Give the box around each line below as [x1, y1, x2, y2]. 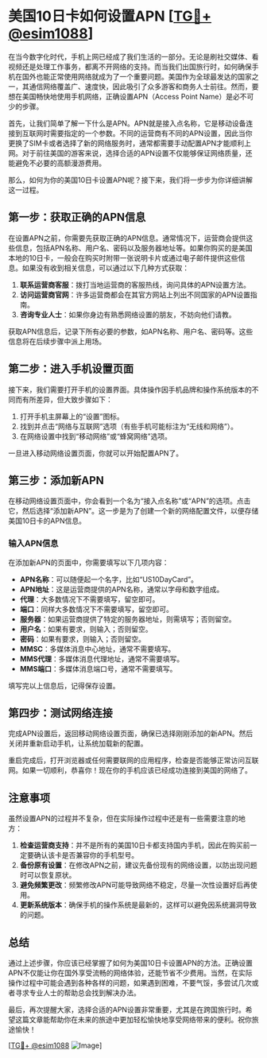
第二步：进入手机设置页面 [8, 362, 133, 376]
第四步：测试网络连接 [8, 707, 113, 720]
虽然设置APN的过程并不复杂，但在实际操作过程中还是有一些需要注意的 [8, 814, 239, 824]
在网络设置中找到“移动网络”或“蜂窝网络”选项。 [19, 431, 172, 441]
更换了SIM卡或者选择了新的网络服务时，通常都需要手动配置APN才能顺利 [8, 138, 245, 148]
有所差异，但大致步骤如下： [21, 394, 113, 404]
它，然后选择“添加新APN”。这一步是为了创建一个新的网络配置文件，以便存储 [8, 506, 259, 516]
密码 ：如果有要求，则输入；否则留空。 [19, 634, 145, 644]
